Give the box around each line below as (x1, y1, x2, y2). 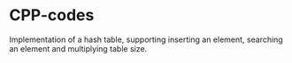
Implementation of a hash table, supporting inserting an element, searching (9, 34, 283, 45)
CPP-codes (9, 5, 95, 25)
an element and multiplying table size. (9, 43, 148, 53)
